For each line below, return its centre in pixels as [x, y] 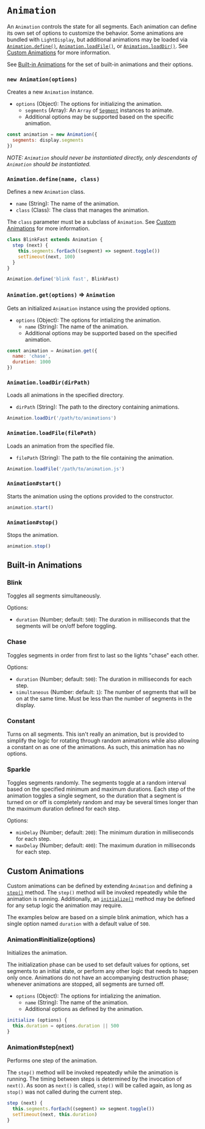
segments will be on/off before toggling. [66, 626]
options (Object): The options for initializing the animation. [89, 104]
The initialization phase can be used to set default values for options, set [98, 964]
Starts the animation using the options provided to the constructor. [91, 496]
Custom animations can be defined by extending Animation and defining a [100, 886]
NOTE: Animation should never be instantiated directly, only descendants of [102, 157]
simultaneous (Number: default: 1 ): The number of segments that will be [106, 692]
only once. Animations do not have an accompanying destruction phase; [98, 978]
